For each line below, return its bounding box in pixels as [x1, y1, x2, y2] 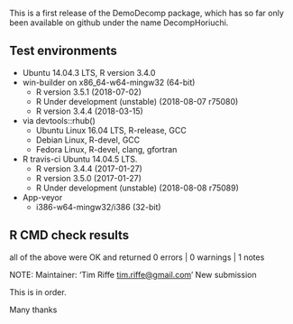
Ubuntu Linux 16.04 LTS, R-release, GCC [35, 125, 187, 135]
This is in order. [9, 286, 67, 297]
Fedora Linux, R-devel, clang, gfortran [35, 143, 178, 154]
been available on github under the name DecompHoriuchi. [9, 17, 229, 28]
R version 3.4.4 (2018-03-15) [35, 106, 144, 116]
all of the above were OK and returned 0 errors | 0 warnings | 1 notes [9, 252, 265, 263]
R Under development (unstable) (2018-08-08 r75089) [35, 182, 239, 193]
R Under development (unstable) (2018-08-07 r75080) [35, 96, 239, 106]
